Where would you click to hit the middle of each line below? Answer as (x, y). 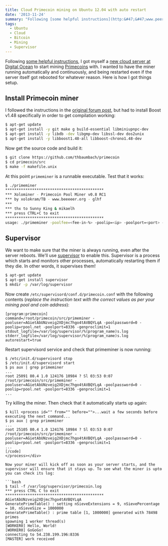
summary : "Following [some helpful (42, 19)
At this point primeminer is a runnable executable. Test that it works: (75, 176)
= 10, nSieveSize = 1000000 (34, 508)
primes (12, 517)
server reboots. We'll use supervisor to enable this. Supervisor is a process (82, 255)
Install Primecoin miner (42, 98)
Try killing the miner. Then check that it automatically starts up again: (76, 402)
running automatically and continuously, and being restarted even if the (79, 72)
